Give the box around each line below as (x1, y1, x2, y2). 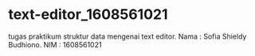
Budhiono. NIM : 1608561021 (8, 39, 102, 49)
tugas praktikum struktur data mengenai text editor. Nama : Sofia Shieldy (8, 32, 247, 41)
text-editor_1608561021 (8, 6, 169, 24)
